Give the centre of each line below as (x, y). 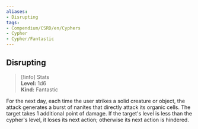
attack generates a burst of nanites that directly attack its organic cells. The (98, 107)
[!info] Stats (35, 77)
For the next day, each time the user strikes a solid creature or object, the (96, 101)
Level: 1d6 (33, 83)
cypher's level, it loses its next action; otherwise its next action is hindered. (98, 120)
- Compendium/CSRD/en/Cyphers (44, 28)
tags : (13, 22)
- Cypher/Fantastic (30, 39)
